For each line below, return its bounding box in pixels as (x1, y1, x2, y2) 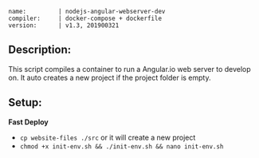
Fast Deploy (8, 117, 49, 127)
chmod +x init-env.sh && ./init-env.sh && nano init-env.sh (19, 142, 224, 151)
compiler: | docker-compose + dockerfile (8, 14, 162, 22)
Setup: (8, 96, 42, 109)
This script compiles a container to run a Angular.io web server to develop (8, 64, 251, 73)
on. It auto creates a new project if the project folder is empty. (8, 73, 211, 82)
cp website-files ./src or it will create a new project (19, 132, 196, 142)
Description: (8, 43, 72, 57)
